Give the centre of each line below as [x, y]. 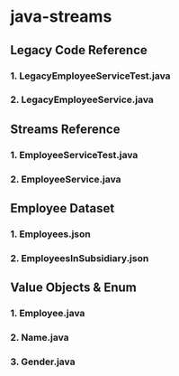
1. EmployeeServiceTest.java [74, 155]
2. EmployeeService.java [66, 179]
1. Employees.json [50, 234]
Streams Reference [65, 129]
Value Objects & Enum [74, 288]
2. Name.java [40, 338]
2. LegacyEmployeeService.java [82, 99]
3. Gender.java [43, 362]
